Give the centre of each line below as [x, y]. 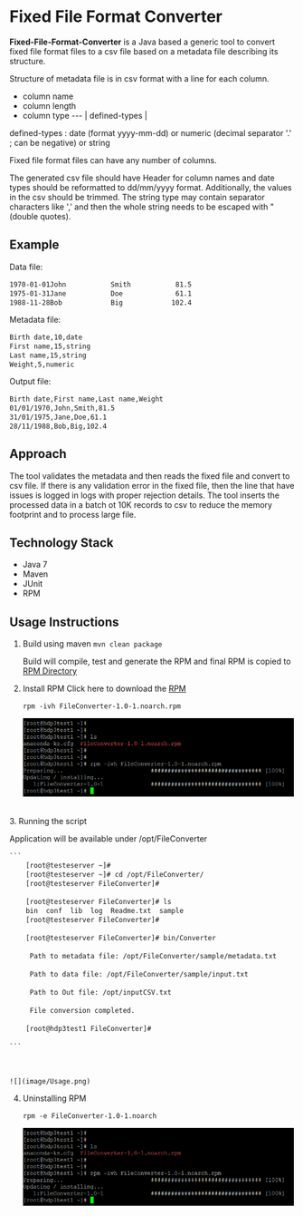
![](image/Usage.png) [50, 1081]
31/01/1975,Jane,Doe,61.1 [58, 417]
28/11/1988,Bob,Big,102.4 [58, 426]
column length [49, 105]
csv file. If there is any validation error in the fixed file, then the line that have [152, 485]
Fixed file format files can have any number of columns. [113, 160]
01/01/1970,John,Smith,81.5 [62, 408]
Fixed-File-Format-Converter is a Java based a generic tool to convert [142, 42]
